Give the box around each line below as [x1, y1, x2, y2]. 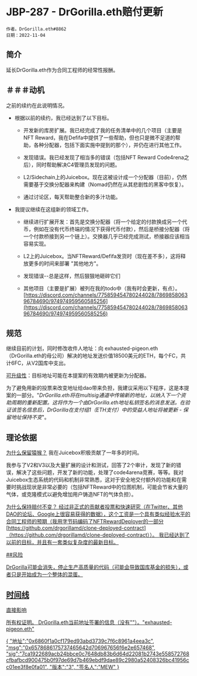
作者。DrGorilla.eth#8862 [6, 26, 67, 32]
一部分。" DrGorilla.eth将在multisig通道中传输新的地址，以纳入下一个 [16, 392, 181, 399]
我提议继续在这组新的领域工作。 [14, 205, 92, 212]
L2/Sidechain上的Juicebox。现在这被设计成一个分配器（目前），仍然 [23, 173, 188, 180]
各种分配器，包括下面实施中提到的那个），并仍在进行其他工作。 [33, 141, 185, 148]
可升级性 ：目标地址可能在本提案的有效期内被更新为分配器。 [6, 372, 150, 379]
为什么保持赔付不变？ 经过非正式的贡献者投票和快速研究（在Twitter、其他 [6, 503, 183, 510]
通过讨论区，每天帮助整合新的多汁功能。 [23, 193, 121, 200]
